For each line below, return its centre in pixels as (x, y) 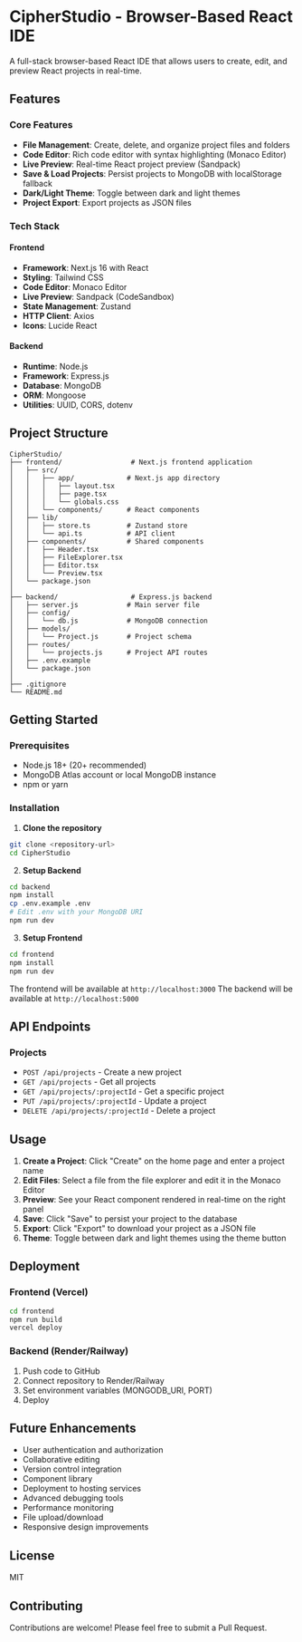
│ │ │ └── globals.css (64, 502)
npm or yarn (45, 785)
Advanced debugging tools (73, 1498)
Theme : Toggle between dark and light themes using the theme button (154, 1238)
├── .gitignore (38, 684)
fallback (37, 183)
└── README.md (36, 692)
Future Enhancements (73, 1428)
